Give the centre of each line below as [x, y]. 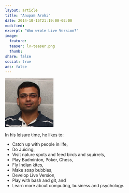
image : [12, 36]
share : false [18, 56]
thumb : [16, 51]
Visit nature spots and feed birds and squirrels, [58, 155]
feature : [18, 41]
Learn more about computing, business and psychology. [68, 186]
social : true [18, 61]
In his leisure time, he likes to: [34, 135]
